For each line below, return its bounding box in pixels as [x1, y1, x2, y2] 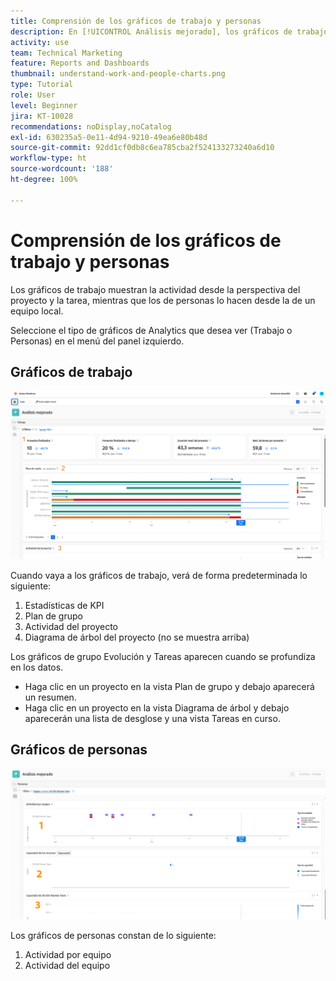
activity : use [10, 37, 70, 47]
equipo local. [10, 305, 64, 317]
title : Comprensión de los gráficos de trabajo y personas [10, 16, 262, 26]
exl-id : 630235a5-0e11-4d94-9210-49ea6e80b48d [10, 132, 208, 142]
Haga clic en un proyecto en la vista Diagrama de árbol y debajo [24, 701, 290, 714]
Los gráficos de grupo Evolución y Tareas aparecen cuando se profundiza [10, 650, 316, 662]
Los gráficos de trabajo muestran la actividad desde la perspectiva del [10, 283, 301, 295]
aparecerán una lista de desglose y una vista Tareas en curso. [24, 712, 281, 724]
